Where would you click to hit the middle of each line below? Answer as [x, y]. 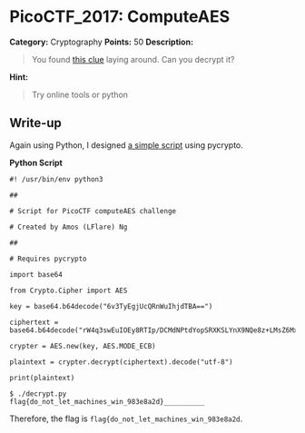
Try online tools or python [80, 94]
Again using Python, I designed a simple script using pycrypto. [126, 145]
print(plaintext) [42, 378]
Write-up [35, 123]
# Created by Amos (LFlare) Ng [69, 227]
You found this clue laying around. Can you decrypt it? [133, 59]
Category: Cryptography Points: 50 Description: [101, 42]
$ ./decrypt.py [38, 394]
